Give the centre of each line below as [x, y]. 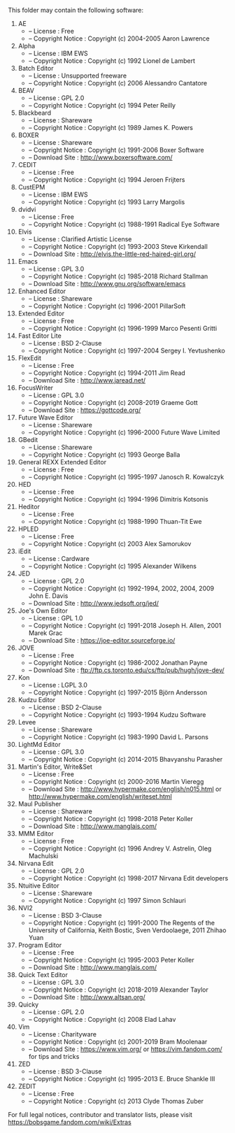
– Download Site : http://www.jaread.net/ [87, 380]
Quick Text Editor [43, 975]
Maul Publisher [40, 804]
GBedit [28, 440]
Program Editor [40, 945]
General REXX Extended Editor [62, 462]
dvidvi [27, 209]
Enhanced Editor [42, 291]
